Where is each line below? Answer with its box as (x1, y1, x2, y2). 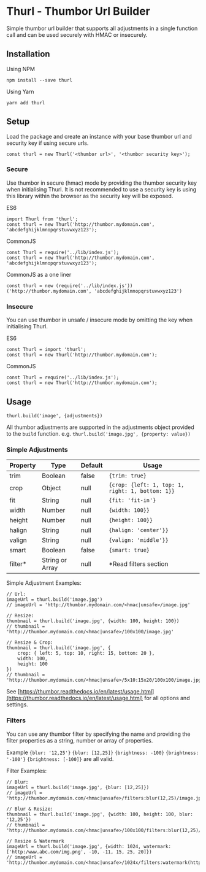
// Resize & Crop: (6, 639, 53, 646)
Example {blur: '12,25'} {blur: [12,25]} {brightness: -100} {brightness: (6, 749, 199, 756)
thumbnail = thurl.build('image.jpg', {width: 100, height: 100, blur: (6, 811, 193, 817)
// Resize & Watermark (6, 838, 64, 844)
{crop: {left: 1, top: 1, (109, 482, 185, 488)
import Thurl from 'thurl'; (6, 216, 78, 222)
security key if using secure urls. (6, 139, 89, 147)
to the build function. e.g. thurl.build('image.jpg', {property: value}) (6, 430, 191, 437)
